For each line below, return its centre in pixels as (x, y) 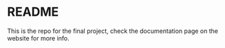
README (33, 12)
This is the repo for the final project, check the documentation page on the (113, 31)
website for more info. (39, 38)
